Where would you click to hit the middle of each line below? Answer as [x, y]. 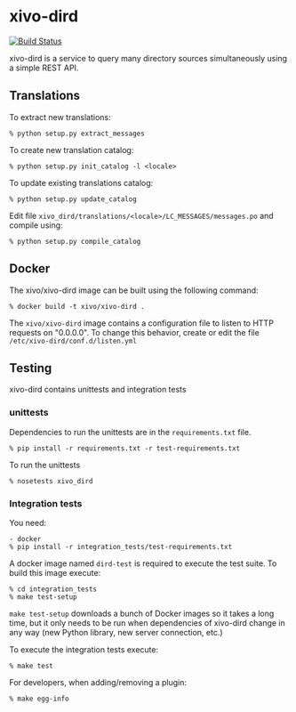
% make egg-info [39, 699]
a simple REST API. [44, 68]
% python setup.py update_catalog [73, 199]
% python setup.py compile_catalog [75, 241]
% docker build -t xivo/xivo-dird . [77, 306]
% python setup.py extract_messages [77, 133]
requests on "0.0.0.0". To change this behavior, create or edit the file [134, 332]
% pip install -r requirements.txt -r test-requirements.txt [125, 448]
